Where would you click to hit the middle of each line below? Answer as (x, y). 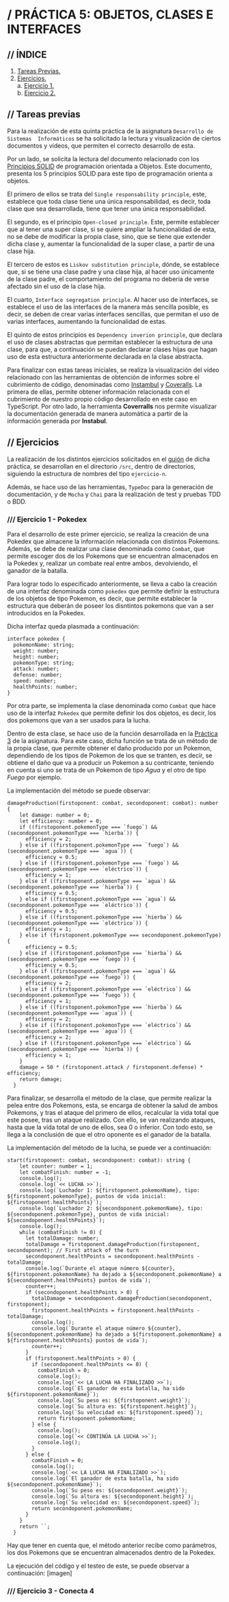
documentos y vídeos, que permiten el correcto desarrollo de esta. (101, 145)
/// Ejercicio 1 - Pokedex (47, 519)
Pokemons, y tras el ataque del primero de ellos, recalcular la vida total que (113, 1112)
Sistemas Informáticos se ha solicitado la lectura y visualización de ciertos (114, 138)
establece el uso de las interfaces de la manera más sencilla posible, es (108, 307)
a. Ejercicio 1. (36, 85)
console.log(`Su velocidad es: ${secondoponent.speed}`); (116, 1503)
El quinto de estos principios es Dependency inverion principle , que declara (115, 334)
